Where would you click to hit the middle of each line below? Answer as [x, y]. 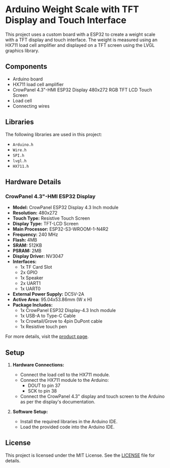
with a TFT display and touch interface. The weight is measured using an [81, 40]
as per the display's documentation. [58, 402]
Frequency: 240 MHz [35, 235]
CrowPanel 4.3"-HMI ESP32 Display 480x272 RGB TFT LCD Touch [82, 90]
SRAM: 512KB [27, 245]
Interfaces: [25, 262]
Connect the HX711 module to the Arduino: [64, 380]
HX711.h [21, 166]
